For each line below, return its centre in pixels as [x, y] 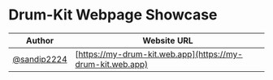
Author [40, 40]
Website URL [167, 40]
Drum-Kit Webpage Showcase [113, 15]
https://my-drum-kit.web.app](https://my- [161, 54]
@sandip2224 [40, 59]
